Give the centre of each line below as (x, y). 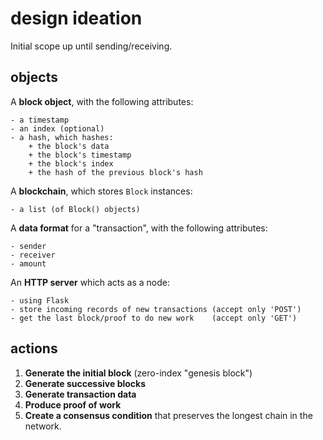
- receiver (33, 255)
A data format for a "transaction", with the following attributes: (139, 228)
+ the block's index (71, 163)
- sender (28, 246)
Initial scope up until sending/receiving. (91, 46)
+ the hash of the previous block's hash (115, 172)
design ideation (76, 18)
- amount (28, 263)
